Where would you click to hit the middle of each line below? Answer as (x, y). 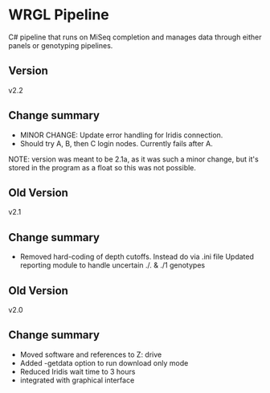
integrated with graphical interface (77, 380)
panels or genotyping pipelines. (61, 45)
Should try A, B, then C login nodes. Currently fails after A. (116, 143)
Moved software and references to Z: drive (91, 354)
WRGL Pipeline (59, 15)
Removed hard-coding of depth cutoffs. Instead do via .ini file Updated (137, 257)
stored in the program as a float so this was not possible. (102, 167)
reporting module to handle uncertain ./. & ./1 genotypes (112, 265)
